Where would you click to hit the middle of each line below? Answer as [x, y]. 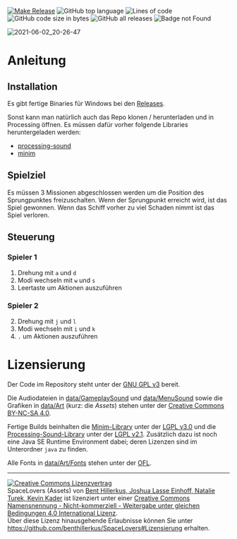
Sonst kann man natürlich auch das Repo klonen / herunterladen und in [110, 117]
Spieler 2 [23, 305]
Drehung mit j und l [47, 321]
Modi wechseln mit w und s [56, 280]
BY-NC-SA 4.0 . [29, 413]
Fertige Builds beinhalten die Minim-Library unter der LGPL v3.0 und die [112, 426]
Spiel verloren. [28, 214]
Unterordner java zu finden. [48, 449]
